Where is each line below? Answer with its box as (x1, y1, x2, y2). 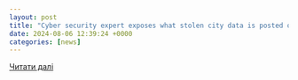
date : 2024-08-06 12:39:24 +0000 (9, 29, 133, 38)
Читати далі (9, 62, 54, 72)
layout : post (9, 12, 58, 22)
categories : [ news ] (9, 37, 82, 47)
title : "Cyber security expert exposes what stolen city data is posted (9, 21, 284, 30)
